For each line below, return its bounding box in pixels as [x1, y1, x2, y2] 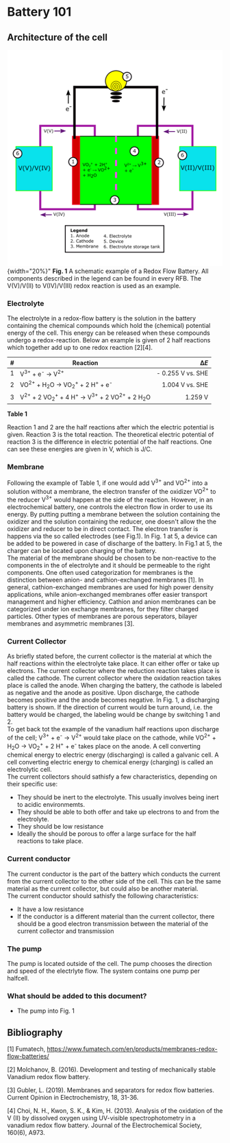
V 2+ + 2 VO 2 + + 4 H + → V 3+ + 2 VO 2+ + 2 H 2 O [20, 392, 151, 403]
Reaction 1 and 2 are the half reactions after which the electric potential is [7, 423, 214, 431]
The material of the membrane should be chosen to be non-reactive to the [7, 554, 217, 562]
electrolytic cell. [7, 766, 53, 774]
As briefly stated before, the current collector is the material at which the [7, 652, 212, 661]
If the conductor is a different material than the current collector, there [16, 912, 215, 920]
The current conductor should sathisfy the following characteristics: [7, 891, 199, 899]
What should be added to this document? [7, 991, 147, 1000]
